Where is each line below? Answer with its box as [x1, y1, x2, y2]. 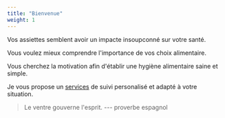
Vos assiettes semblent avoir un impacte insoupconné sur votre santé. [7, 35, 206, 43]
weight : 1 [7, 16, 36, 23]
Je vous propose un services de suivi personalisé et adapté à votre [7, 82, 197, 91]
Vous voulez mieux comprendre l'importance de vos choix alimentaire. [7, 49, 206, 57]
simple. [7, 69, 28, 78]
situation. [7, 90, 34, 98]
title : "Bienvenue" [7, 10, 63, 17]
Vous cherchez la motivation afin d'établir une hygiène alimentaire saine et [7, 62, 218, 70]
